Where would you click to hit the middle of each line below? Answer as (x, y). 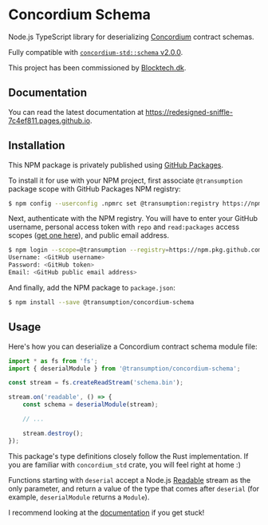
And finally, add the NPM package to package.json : (92, 287)
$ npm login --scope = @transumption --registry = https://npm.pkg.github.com (135, 250)
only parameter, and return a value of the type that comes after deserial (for (134, 488)
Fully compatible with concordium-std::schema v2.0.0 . (96, 52)
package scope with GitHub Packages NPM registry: (95, 188)
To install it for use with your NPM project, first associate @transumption (126, 180)
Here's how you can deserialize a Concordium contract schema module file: (133, 346)
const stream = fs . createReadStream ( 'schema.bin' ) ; (96, 383)
